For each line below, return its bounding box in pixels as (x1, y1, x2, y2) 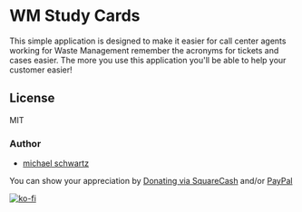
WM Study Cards (9, 5, 141, 26)
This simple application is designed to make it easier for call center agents (9, 35, 287, 46)
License (9, 91, 55, 106)
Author (9, 137, 42, 149)
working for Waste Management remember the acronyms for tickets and (9, 44, 279, 55)
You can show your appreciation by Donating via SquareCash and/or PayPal (9, 176, 293, 187)
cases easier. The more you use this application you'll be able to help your (9, 54, 287, 65)
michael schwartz (22, 158, 89, 169)
